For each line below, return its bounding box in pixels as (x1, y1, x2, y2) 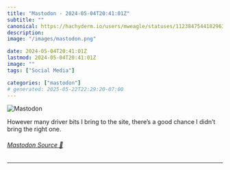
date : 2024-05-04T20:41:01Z (7, 48, 88, 55)
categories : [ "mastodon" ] (7, 80, 81, 86)
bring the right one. (7, 125, 62, 134)
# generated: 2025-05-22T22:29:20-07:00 (7, 86, 125, 93)
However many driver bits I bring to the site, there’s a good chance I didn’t (7, 118, 216, 126)
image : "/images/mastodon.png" (7, 36, 97, 42)
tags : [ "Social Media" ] (7, 66, 75, 74)
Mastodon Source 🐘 (7, 141, 64, 149)
